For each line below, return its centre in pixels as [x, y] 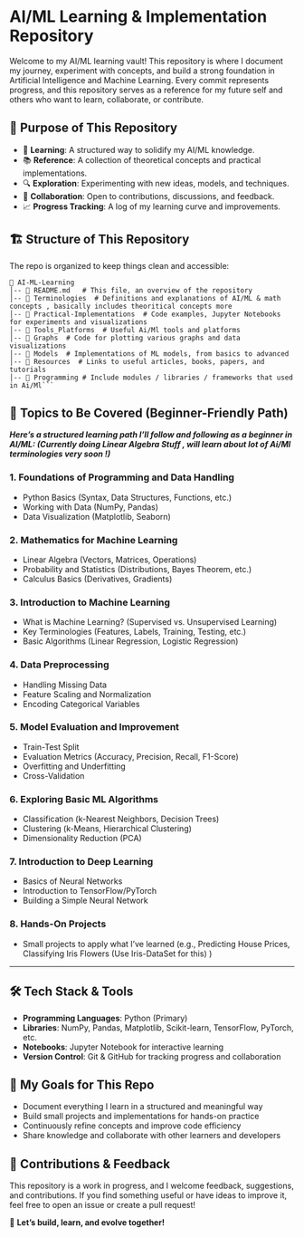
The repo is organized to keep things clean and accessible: [119, 265]
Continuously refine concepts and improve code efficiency [132, 1126]
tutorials [28, 369]
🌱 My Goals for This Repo [82, 1084]
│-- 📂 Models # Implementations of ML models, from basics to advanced [149, 354]
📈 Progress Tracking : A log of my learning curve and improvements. [151, 206]
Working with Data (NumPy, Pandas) [90, 507]
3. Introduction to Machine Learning [90, 602]
